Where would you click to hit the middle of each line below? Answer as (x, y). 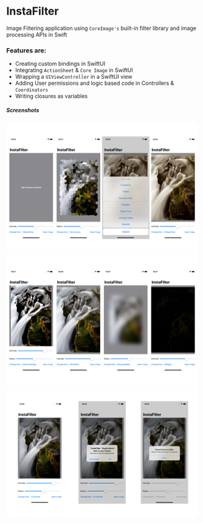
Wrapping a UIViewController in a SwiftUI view (74, 77)
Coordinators (32, 90)
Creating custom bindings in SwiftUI (60, 64)
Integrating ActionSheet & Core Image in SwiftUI (74, 70)
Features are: (26, 50)
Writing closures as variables (51, 96)
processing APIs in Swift (37, 34)
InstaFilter (33, 11)
